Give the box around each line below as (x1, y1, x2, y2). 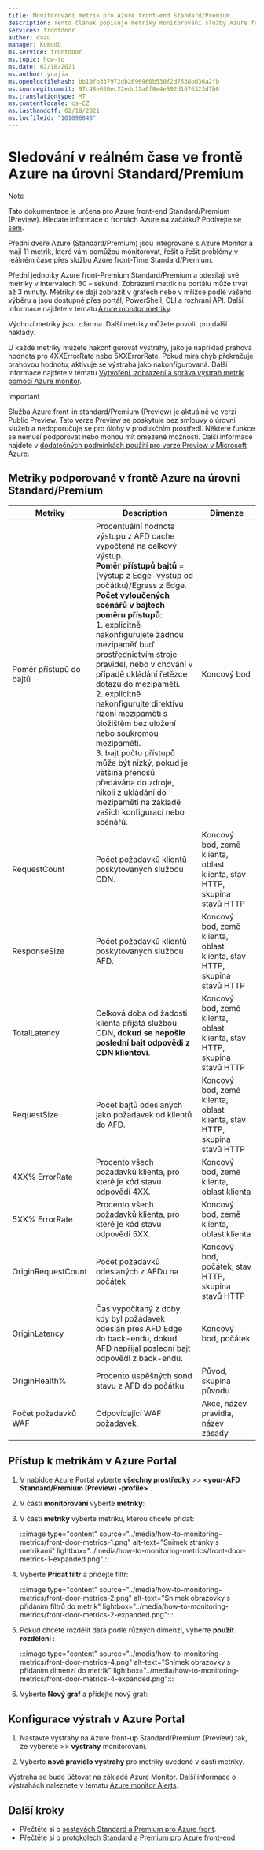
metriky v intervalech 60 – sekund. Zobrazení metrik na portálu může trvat (8, 278, 248, 288)
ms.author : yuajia (8, 70, 68, 78)
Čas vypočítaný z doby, (95, 1303, 183, 1314)
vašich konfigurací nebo (95, 806, 185, 817)
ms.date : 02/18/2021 (8, 63, 76, 71)
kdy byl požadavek (95, 1313, 166, 1324)
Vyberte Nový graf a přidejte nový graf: (19, 1689, 148, 1699)
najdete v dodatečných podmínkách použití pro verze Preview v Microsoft (8, 440, 247, 449)
